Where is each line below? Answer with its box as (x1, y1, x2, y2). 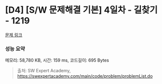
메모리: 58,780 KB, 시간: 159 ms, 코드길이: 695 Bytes (5, 57, 109, 63)
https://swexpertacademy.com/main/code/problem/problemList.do (17, 73, 153, 79)
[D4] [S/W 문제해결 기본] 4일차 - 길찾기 (5, 4, 158, 16)
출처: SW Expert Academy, (17, 68, 71, 74)
